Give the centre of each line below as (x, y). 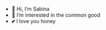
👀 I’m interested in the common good (56, 15)
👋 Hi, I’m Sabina (30, 9)
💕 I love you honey (33, 21)
